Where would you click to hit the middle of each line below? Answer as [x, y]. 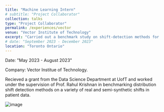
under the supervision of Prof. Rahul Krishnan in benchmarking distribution [81, 84]
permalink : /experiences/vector [38, 28]
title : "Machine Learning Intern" [41, 10]
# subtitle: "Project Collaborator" [42, 14]
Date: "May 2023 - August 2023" [39, 60]
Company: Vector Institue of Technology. [47, 70]
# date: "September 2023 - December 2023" [49, 42]
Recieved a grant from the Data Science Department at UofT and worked [79, 79]
